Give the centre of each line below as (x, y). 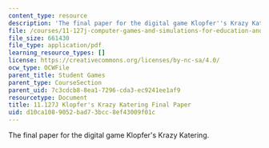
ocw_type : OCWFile (39, 68)
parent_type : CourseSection (55, 82)
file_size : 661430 (39, 38)
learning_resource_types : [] (57, 53)
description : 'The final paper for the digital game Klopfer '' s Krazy (128, 23)
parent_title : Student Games (57, 75)
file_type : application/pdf (55, 46)
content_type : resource (48, 16)
